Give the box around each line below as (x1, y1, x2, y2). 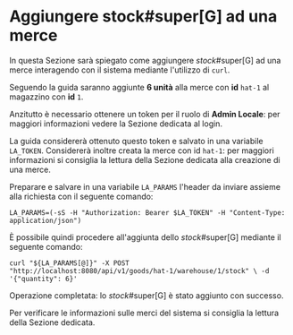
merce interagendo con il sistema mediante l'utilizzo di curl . (9, 64, 230, 75)
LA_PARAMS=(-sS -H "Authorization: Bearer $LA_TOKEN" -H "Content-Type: (9, 208, 286, 217)
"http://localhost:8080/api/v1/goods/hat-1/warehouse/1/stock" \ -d (9, 266, 270, 275)
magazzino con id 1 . (9, 91, 84, 102)
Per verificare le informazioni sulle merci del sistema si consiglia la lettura (9, 307, 280, 318)
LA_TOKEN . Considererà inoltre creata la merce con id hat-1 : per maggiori (9, 145, 274, 156)
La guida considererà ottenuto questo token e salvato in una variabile (9, 135, 264, 146)
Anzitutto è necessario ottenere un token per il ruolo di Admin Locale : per (9, 108, 280, 119)
